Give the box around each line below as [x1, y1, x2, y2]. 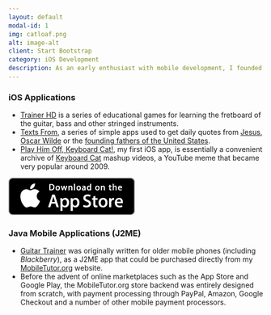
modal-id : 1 [8, 21, 49, 30]
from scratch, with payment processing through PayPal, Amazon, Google [19, 289, 264, 299]
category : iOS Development [8, 56, 100, 64]
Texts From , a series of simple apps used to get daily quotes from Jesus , [19, 128, 263, 137]
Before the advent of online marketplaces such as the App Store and [19, 271, 249, 282]
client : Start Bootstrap [8, 47, 92, 56]
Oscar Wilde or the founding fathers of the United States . [19, 136, 211, 145]
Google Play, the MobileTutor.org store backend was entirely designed [19, 280, 255, 290]
